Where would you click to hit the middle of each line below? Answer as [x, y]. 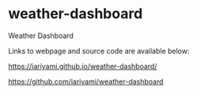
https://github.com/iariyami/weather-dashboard [86, 81]
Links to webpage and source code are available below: [99, 51]
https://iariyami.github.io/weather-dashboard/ [83, 66]
